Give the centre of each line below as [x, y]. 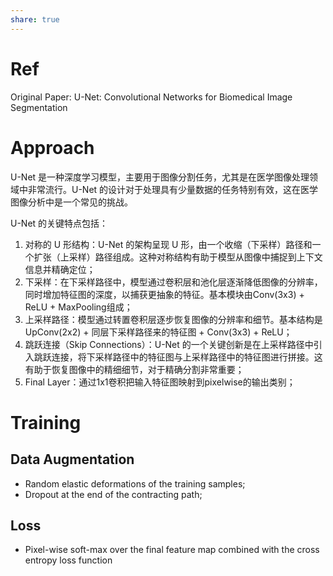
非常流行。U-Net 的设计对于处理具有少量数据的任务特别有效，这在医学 [173, 189]
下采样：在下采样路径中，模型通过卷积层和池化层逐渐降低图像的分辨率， [173, 282]
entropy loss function [68, 560]
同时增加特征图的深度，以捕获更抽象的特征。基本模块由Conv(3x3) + [164, 294]
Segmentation [39, 107]
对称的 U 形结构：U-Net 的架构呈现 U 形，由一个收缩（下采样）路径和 [168, 244]
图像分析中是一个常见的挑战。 [71, 202]
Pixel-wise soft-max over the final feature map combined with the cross [172, 550]
